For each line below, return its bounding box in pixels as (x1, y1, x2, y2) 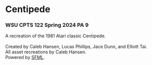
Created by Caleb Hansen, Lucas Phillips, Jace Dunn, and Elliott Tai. (5, 44, 147, 50)
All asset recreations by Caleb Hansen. (5, 49, 86, 55)
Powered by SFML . (5, 54, 45, 60)
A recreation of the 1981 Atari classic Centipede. (5, 33, 106, 39)
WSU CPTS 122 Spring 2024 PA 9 (5, 22, 89, 29)
